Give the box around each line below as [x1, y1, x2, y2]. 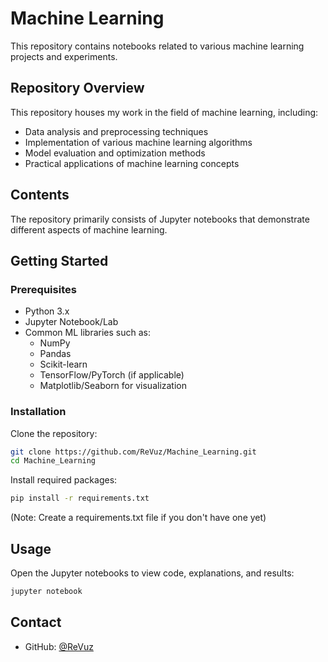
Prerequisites [10, 282, 77, 296]
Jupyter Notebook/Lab [24, 316, 119, 328]
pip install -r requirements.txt [10, 493, 150, 504]
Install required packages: [10, 474, 118, 486]
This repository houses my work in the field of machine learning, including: [10, 106, 319, 118]
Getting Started [10, 252, 109, 269]
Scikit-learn [39, 358, 88, 371]
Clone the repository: [10, 427, 98, 439]
